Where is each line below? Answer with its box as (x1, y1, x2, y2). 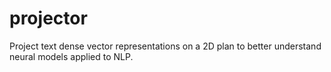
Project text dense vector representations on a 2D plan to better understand (9, 40, 322, 52)
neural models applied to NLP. (9, 50, 134, 62)
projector (9, 7, 88, 30)
